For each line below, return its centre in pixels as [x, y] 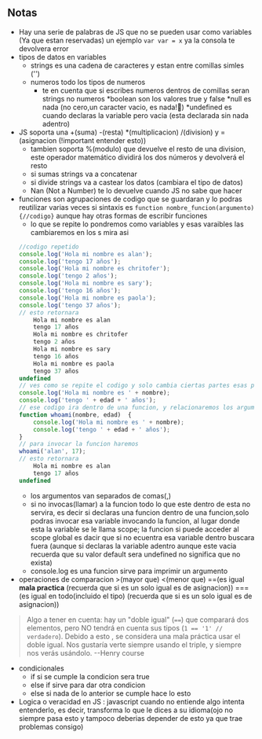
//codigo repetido [49, 247]
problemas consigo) [51, 726]
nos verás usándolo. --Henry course [86, 653]
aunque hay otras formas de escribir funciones [132, 215]
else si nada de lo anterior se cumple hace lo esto [111, 693]
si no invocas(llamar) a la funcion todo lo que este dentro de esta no [140, 504]
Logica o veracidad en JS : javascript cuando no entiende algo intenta [131, 701]
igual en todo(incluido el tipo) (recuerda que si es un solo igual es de [142, 596]
